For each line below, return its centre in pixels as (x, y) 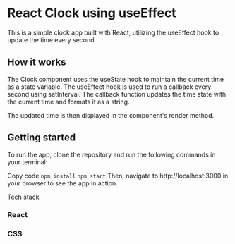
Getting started (42, 138)
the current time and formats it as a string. (68, 102)
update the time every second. (52, 39)
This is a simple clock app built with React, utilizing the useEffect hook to (113, 32)
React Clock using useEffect (92, 13)
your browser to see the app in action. (62, 183)
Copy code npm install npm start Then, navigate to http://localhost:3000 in (118, 176)
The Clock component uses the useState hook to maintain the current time (116, 79)
